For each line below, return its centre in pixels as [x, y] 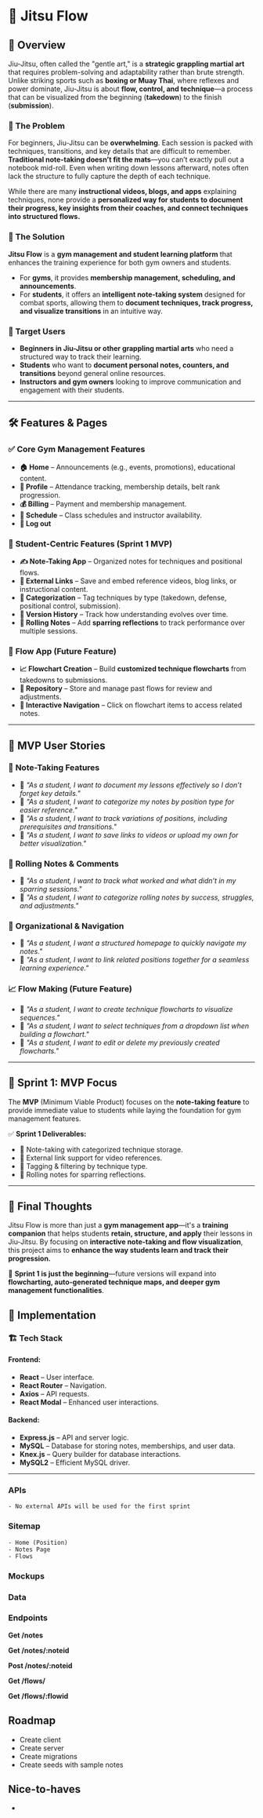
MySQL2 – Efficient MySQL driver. [75, 1462]
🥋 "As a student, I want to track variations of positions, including [123, 818]
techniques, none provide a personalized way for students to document [126, 200]
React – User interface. [57, 1377]
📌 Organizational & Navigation [66, 926]
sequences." [40, 1017]
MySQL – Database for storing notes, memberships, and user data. [127, 1446]
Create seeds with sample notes [71, 1765]
